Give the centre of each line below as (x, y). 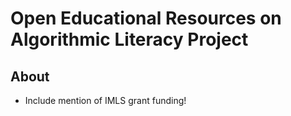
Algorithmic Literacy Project (129, 39)
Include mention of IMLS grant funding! (105, 100)
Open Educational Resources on (146, 18)
